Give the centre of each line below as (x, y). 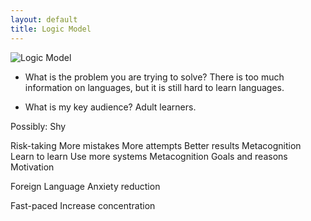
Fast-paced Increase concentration (83, 205)
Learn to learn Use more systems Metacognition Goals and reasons (149, 156)
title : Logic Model (51, 29)
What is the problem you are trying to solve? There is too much (154, 77)
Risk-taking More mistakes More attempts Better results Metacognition (156, 145)
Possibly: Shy (38, 126)
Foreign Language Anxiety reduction (85, 186)
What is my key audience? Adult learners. (110, 107)
